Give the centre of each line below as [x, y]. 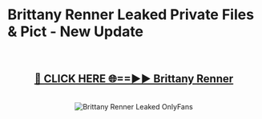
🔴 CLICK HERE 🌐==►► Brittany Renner [134, 79]
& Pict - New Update [76, 32]
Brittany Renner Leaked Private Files [131, 15]
